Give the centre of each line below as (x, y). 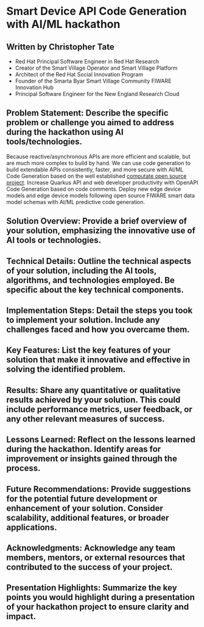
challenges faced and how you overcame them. (98, 329)
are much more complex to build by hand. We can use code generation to (98, 163)
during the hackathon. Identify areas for (84, 449)
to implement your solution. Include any (83, 320)
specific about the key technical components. (95, 289)
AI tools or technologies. (54, 240)
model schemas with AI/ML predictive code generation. (76, 202)
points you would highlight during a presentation (100, 597)
